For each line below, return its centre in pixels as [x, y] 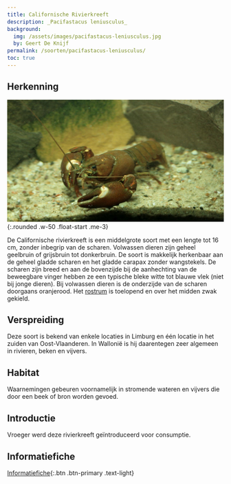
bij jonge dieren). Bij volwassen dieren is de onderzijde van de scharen [107, 284]
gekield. [18, 298]
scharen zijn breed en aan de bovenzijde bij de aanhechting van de [102, 269]
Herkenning [33, 87]
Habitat [23, 372]
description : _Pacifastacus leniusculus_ [67, 22]
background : [24, 29]
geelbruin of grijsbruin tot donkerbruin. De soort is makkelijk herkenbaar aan [115, 254]
